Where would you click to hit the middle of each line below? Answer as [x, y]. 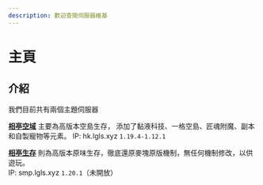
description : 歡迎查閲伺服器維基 [58, 15]
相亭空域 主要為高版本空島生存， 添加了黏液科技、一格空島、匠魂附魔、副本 [131, 126]
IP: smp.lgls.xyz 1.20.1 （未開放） [63, 172]
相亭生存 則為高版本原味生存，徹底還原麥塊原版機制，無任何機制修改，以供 [131, 153]
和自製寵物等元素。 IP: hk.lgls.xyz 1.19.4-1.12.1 [87, 136]
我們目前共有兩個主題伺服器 [53, 109]
